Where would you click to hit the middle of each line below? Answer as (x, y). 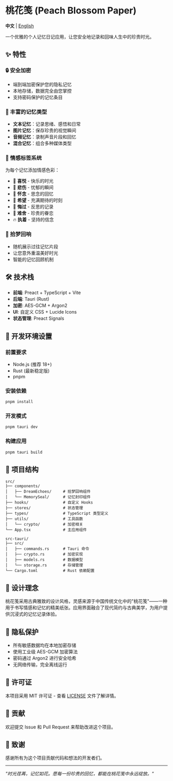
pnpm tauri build (24, 452)
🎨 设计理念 (22, 588)
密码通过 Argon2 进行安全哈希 (45, 658)
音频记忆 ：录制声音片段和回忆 (44, 136)
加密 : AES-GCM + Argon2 (40, 306)
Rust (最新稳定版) (31, 371)
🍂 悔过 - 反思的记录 (33, 207)
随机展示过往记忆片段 (35, 246)
